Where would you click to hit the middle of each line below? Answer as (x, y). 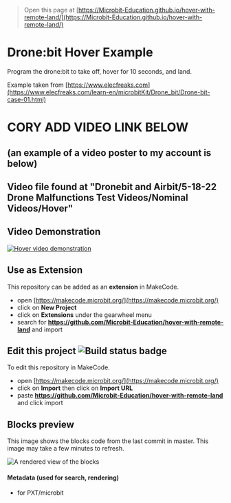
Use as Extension (45, 270)
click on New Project (47, 307)
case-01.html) (27, 99)
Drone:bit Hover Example (80, 53)
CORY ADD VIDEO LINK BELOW (98, 127)
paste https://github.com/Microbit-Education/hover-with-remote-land (120, 396)
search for (32, 322)
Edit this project (42, 351)
